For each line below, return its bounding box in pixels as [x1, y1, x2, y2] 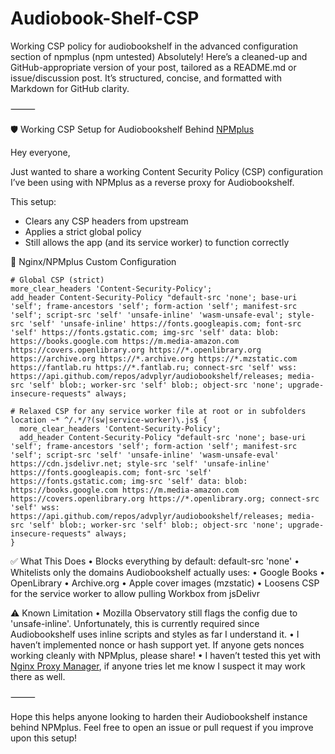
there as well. [10, 670, 66, 682]
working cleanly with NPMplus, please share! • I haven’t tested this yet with [10, 649, 321, 661]
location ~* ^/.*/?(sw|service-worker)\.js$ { [10, 415, 208, 425]
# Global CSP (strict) [10, 275, 105, 285]
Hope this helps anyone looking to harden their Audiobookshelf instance [10, 710, 308, 722]
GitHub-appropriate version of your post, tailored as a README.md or [10, 61, 297, 73]
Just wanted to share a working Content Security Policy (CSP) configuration [10, 165, 323, 177]
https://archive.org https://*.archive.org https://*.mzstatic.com [10, 353, 298, 364]
